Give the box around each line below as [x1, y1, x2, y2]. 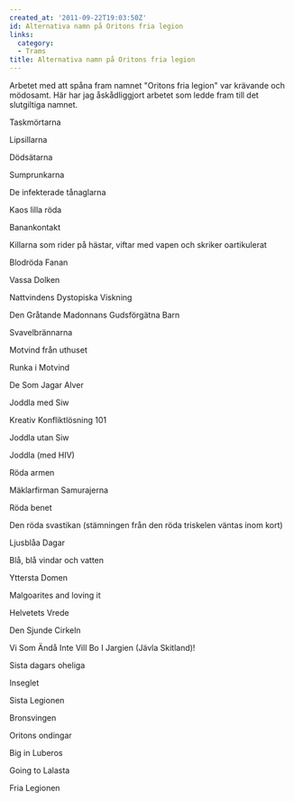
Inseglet [9, 677, 40, 688]
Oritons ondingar [9, 730, 72, 741]
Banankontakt [9, 222, 61, 232]
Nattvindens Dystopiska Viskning [9, 292, 133, 303]
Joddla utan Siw [9, 432, 69, 443]
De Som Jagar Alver [9, 380, 84, 390]
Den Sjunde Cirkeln [9, 625, 81, 636]
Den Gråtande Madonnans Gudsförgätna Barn [9, 309, 180, 320]
